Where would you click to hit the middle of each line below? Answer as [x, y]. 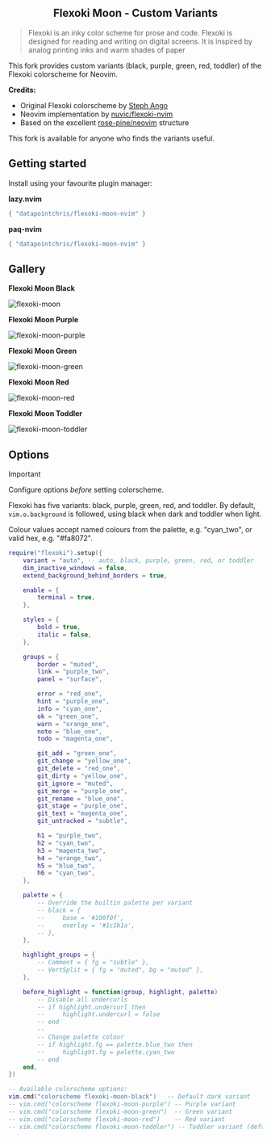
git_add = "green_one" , [77, 754]
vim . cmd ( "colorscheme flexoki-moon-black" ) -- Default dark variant [129, 1097]
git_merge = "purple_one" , [83, 791]
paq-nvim [25, 229]
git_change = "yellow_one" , [84, 761]
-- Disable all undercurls [83, 999]
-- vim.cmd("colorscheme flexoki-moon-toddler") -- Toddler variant [126, 1127]
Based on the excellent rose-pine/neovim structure [104, 122]
